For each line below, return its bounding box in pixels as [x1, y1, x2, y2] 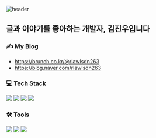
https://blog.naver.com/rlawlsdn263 [14, 64, 101, 71]
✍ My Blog [6, 42, 39, 51]
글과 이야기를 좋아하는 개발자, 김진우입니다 [6, 24, 150, 34]
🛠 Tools [6, 110, 30, 119]
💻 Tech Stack [6, 79, 47, 87]
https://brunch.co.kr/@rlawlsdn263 [14, 58, 100, 65]
